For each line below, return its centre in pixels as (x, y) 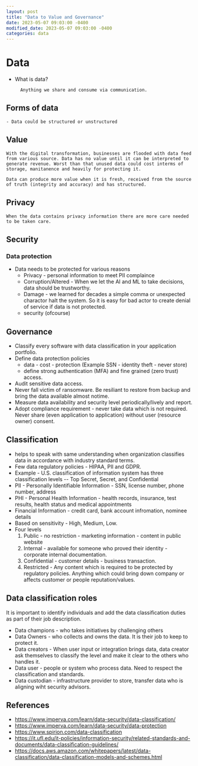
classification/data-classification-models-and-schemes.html (88, 757)
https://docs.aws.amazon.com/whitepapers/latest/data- (83, 751)
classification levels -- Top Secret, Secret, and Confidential (86, 479)
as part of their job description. (44, 619)
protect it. (26, 642)
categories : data (27, 34)
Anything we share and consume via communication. (84, 90)
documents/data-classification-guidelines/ (66, 745)
